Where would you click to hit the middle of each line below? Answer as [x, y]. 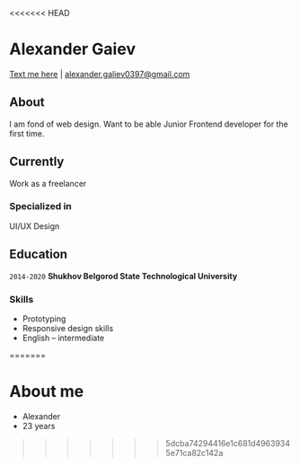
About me [47, 392]
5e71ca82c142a [194, 453]
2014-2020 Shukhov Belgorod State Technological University [123, 276]
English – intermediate [63, 338]
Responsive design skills [68, 328]
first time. [27, 133]
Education [39, 255]
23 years [39, 426]
